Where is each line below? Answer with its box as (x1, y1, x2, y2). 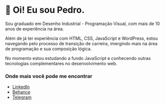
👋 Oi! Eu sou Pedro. (5, 4, 85, 16)
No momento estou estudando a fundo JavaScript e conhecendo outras (5, 55, 151, 61)
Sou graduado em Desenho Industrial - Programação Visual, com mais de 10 (5, 21, 160, 26)
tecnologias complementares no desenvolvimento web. (5, 60, 117, 66)
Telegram (12, 94, 32, 100)
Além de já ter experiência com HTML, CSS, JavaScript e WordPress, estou (5, 35, 158, 41)
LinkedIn (12, 84, 30, 90)
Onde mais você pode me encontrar (5, 73, 93, 79)
